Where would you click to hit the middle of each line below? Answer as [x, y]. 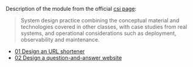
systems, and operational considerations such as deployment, [98, 33]
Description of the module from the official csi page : [71, 9]
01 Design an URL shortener [50, 51]
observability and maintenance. [60, 40]
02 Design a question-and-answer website [68, 58]
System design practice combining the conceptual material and [100, 20]
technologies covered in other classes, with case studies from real [104, 27]
